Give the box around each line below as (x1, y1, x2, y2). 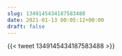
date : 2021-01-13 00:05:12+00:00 (7, 17, 105, 24)
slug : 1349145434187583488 (7, 10, 86, 17)
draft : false (7, 23, 45, 30)
